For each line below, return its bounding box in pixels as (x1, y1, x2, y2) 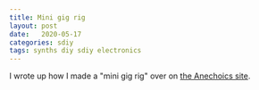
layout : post (9, 21, 58, 30)
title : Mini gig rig (9, 12, 87, 22)
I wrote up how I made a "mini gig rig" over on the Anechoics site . (9, 70, 251, 81)
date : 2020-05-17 (9, 29, 82, 38)
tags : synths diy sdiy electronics (9, 46, 142, 55)
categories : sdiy (9, 37, 74, 47)
